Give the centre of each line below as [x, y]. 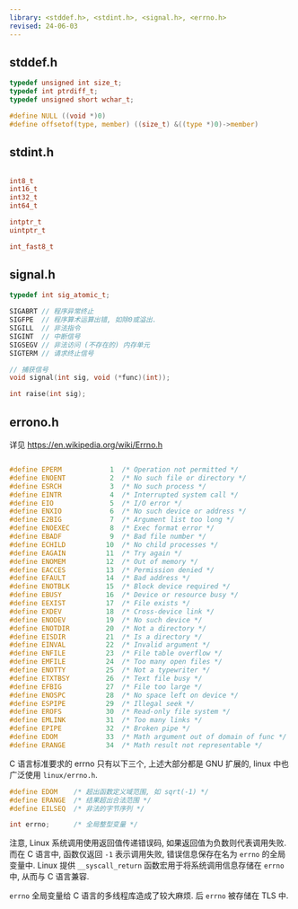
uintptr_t [28, 230]
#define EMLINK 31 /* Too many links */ [106, 720]
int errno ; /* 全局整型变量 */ [74, 825]
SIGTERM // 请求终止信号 [52, 353]
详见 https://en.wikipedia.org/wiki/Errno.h [86, 445]
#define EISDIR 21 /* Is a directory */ [106, 637]
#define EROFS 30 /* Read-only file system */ [120, 712]
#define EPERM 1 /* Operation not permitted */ [124, 470]
